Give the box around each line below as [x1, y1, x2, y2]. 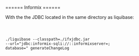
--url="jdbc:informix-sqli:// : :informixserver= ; [5, 41, 110, 46]
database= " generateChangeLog [5, 45, 70, 50]
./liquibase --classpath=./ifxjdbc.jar [5, 37, 90, 42]
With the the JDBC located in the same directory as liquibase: [5, 14, 134, 20]
